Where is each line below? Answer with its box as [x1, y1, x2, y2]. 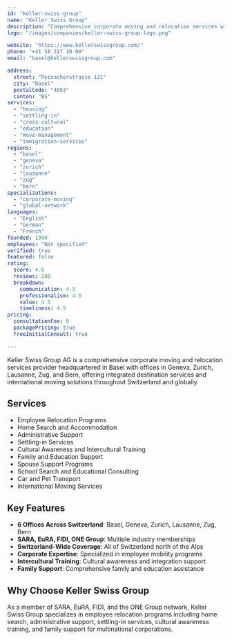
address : [7, 67, 32, 74]
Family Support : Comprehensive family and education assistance [17, 565, 204, 573]
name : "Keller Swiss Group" [7, 17, 88, 23]
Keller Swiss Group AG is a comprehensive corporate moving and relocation [7, 355, 223, 364]
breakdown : [13, 279, 45, 286]
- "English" [13, 215, 48, 222]
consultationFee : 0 [13, 318, 70, 325]
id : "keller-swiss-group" [7, 10, 81, 17]
